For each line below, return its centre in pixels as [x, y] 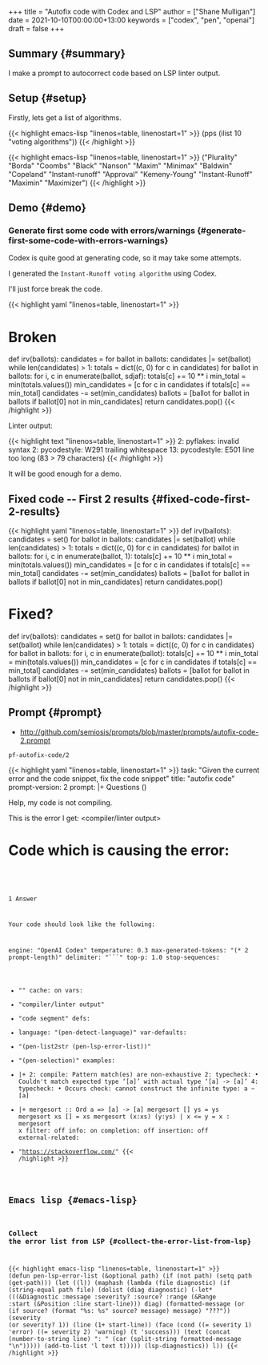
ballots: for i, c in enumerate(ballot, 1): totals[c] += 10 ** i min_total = [121, 557]
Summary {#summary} [67, 54]
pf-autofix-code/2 [39, 755]
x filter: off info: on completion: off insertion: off [114, 1130]
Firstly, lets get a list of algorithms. [65, 117]
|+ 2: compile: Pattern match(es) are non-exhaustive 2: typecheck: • [138, 1074]
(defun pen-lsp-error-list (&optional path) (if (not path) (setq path [130, 1276]
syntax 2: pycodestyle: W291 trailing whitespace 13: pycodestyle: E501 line [131, 450]
